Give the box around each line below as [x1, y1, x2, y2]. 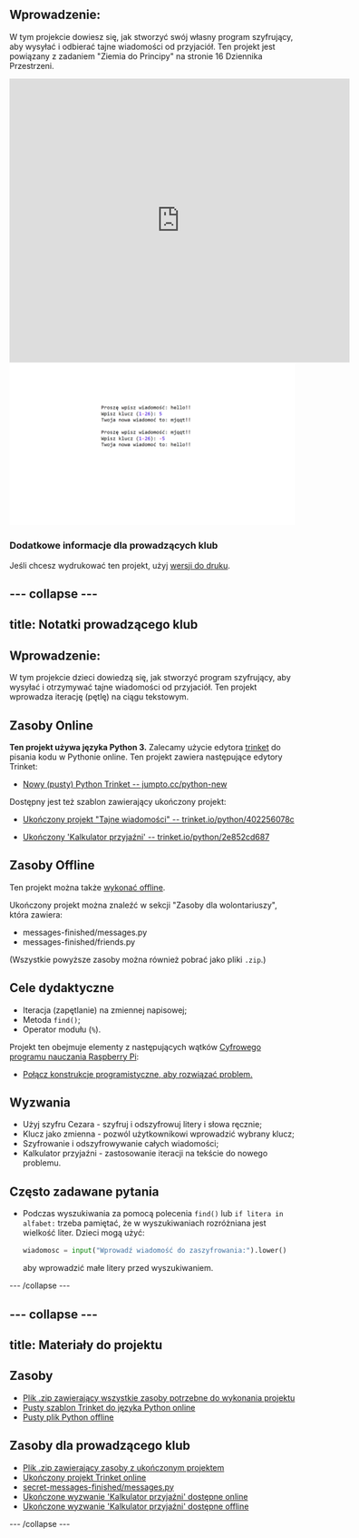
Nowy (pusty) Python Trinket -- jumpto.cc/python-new [22, 779, 228, 789]
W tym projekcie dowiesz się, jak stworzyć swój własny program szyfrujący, [9, 31, 294, 42]
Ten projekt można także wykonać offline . [9, 881, 166, 893]
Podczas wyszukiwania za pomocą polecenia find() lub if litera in [22, 1208, 284, 1219]
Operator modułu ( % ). [22, 1024, 102, 1035]
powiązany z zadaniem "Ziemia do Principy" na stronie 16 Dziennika [9, 50, 263, 62]
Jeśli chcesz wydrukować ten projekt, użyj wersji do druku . [9, 560, 231, 571]
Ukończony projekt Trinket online [22, 1472, 147, 1483]
